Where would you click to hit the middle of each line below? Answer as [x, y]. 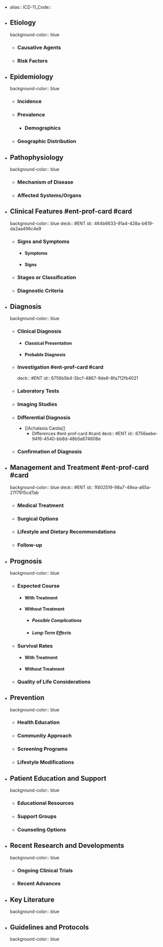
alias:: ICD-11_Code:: [30, 7]
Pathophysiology [37, 157]
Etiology [23, 23]
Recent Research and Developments [67, 846]
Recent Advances [39, 884]
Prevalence [31, 115]
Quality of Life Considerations [54, 682]
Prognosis [26, 561]
